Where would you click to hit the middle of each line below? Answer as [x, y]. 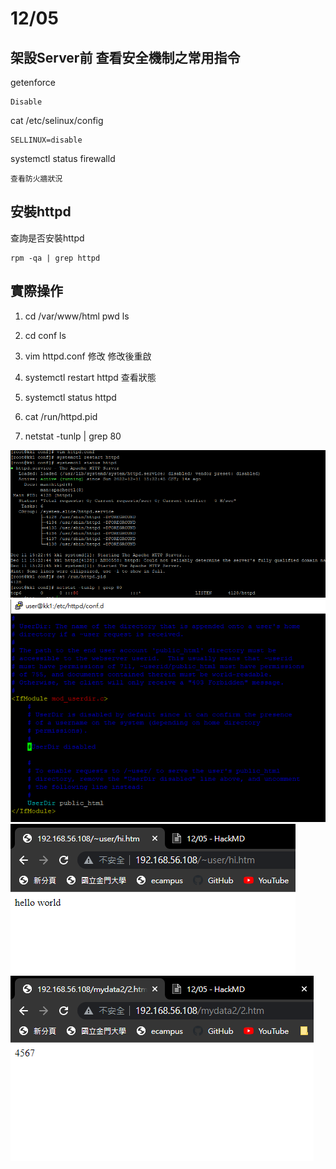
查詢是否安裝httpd [47, 238]
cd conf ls [45, 335]
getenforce [33, 82]
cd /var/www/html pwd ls [77, 316]
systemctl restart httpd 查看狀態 [90, 377]
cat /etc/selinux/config [57, 120]
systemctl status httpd [70, 397]
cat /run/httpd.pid [61, 416]
